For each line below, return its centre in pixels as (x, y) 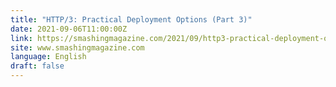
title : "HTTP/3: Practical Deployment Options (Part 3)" (131, 19)
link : (21, 38)
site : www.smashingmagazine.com (77, 47)
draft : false (37, 66)
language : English (48, 57)
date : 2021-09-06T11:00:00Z (69, 29)
